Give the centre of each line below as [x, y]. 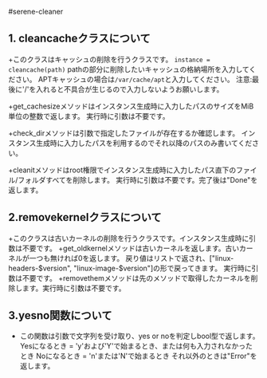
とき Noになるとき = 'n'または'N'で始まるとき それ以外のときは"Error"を [138, 356]
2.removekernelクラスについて [85, 217]
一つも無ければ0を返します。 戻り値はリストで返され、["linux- [132, 258]
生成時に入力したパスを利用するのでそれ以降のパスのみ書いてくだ [144, 143]
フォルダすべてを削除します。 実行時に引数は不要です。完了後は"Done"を [138, 179]
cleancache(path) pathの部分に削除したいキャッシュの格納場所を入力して [129, 69]
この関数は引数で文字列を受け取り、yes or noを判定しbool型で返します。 [139, 336]
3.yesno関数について [60, 315]
